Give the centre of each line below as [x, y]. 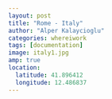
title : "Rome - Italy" [46, 23]
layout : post [30, 16]
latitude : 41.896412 [49, 75]
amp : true [25, 61]
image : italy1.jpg [39, 53]
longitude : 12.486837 [51, 82]
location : [25, 68]
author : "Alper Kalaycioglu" [56, 30]
